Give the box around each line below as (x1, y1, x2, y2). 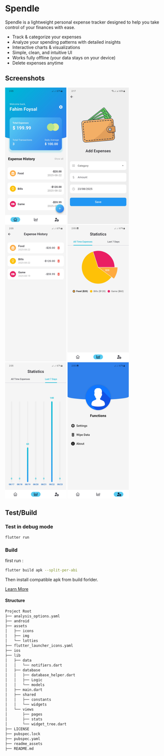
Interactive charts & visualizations (12, 44, 80, 50)
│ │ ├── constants (5, 697, 51, 702)
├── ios (5, 648, 21, 653)
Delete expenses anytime (12, 60, 64, 66)
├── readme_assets (5, 741, 43, 746)
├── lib (5, 653, 21, 658)
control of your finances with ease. (5, 24, 75, 30)
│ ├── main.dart (5, 687, 43, 692)
